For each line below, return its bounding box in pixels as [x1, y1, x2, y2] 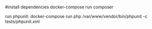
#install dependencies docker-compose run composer [5, 4, 114, 10]
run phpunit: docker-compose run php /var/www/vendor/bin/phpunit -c [5, 14, 148, 19]
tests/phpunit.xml [5, 19, 40, 24]
